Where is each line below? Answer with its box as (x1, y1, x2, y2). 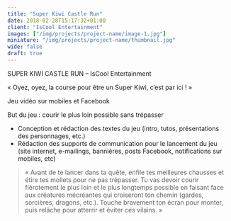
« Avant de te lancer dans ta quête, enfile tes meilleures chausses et (24, 168, 225, 176)
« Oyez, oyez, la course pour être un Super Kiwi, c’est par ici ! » (7, 83, 193, 91)
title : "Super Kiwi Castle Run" (7, 10, 103, 18)
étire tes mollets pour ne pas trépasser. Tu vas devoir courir (24, 175, 199, 184)
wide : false (7, 43, 43, 50)
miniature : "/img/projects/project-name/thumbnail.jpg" (7, 37, 176, 44)
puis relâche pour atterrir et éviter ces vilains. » (24, 205, 163, 214)
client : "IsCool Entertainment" (7, 23, 103, 30)
